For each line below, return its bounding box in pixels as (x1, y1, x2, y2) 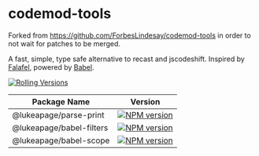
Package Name (31, 96, 91, 107)
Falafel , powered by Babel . (8, 62, 94, 71)
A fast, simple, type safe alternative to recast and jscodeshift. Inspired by (8, 54, 246, 63)
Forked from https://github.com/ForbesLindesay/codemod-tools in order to (8, 31, 252, 40)
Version (130, 96, 161, 107)
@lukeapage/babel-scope (12, 135, 110, 146)
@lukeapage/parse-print (12, 109, 105, 120)
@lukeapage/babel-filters (12, 122, 109, 133)
